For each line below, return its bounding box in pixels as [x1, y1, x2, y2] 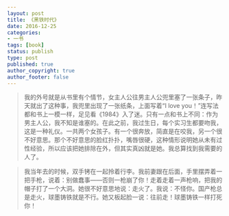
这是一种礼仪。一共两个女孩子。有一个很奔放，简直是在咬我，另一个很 [23, 127, 223, 135]
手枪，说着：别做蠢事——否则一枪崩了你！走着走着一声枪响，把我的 [29, 176, 223, 185]
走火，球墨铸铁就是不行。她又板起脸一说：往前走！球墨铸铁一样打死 [29, 193, 223, 202]
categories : [7, 29, 41, 36]
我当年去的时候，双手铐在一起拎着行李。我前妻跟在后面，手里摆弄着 [23, 167, 217, 176]
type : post [7, 55, 38, 62]
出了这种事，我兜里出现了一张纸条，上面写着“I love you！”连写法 [36, 102, 219, 110]
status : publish [7, 49, 53, 55]
